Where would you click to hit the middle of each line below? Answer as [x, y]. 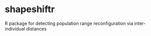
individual [15, 28]
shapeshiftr [30, 9]
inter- [140, 23]
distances [36, 28]
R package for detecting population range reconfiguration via [69, 23]
